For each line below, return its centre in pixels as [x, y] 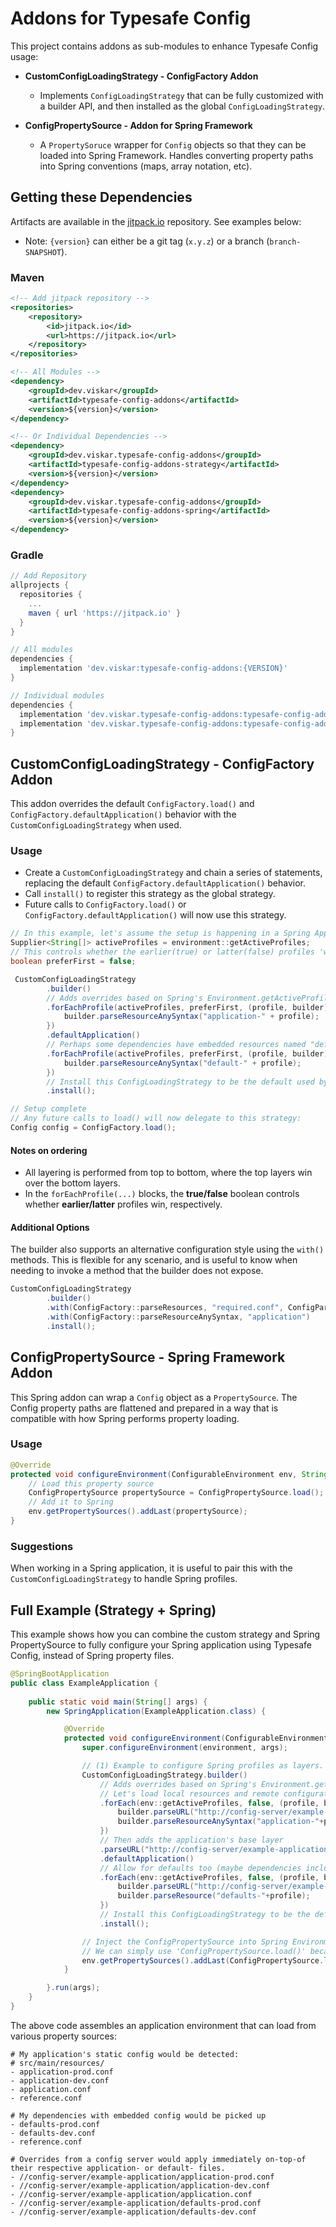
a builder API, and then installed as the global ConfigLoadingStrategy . [182, 106]
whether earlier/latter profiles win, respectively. [123, 1204]
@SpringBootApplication [60, 1674]
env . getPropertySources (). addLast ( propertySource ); [138, 1512]
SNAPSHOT [43, 252]
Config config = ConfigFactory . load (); [93, 1128]
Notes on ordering [49, 1150]
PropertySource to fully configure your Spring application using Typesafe [161, 1645]
